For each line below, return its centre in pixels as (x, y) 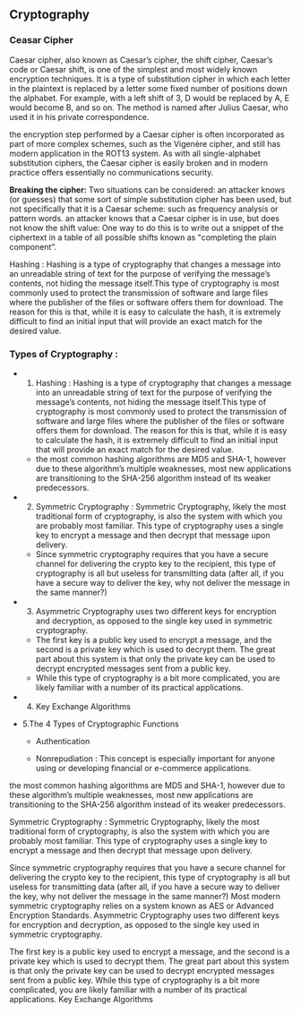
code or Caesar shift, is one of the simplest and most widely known (133, 69)
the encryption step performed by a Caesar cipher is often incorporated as (147, 134)
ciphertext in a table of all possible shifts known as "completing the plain (143, 237)
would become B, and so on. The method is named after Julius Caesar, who (149, 107)
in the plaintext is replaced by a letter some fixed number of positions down (149, 88)
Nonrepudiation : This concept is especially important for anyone (155, 758)
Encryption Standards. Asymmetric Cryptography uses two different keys (144, 915)
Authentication (63, 741)
